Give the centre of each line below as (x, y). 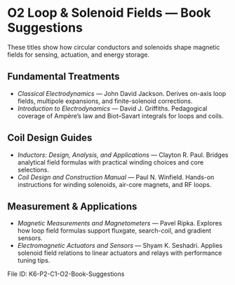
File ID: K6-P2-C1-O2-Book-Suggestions (66, 274)
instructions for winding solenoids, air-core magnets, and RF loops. (114, 184)
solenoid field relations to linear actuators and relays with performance (120, 253)
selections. (33, 169)
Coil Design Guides (50, 138)
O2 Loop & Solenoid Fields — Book (109, 13)
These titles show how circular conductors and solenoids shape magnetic (114, 47)
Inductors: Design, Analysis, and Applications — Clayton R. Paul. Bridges (123, 155)
